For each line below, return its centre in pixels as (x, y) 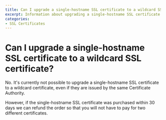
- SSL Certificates (25, 23)
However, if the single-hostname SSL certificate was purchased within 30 (80, 103)
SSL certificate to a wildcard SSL (73, 59)
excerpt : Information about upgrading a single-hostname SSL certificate (83, 14)
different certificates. (26, 113)
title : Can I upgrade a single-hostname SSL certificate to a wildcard (80, 10)
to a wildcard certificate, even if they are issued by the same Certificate (78, 88)
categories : (17, 19)
